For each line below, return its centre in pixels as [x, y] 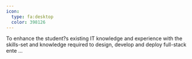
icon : [13, 11]
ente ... [15, 51]
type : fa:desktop [32, 17]
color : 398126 [28, 22]
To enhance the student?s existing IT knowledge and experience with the [94, 39]
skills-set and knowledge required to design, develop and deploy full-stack [96, 45]
